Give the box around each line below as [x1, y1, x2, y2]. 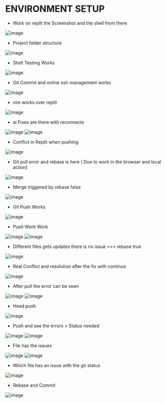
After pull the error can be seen [12, 283, 79, 289]
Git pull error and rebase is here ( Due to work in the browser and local [12, 159, 161, 165]
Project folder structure [12, 39, 62, 46]
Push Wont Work [12, 223, 49, 230]
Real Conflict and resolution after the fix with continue [12, 263, 126, 269]
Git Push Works [12, 204, 46, 210]
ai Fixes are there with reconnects [12, 119, 84, 125]
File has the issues [12, 342, 52, 348]
